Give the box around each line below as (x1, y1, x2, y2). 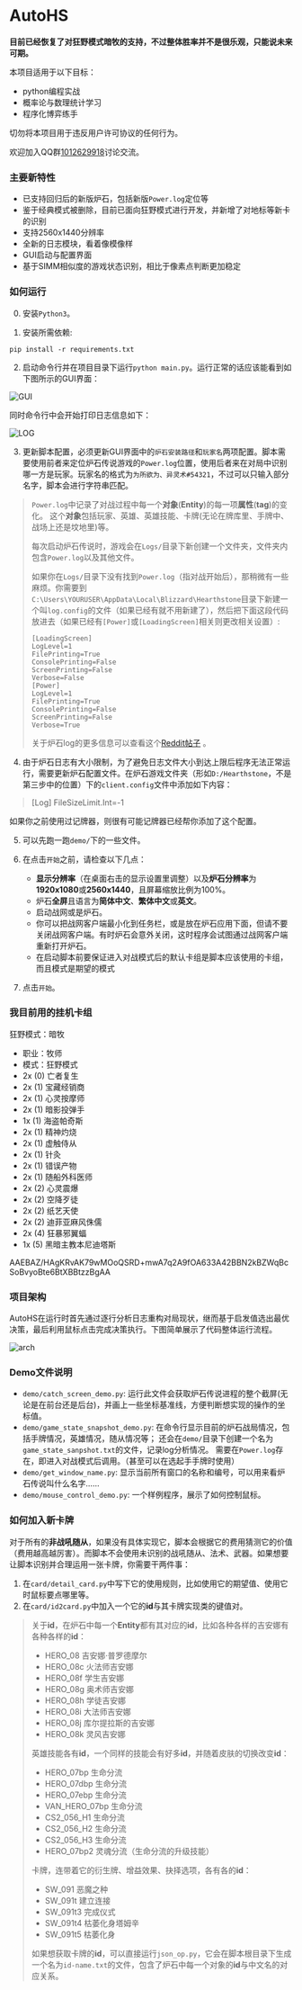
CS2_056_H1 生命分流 (44, 1812, 126, 1823)
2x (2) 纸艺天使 (22, 1205, 79, 1215)
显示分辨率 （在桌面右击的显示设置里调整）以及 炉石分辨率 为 (35, 873, 257, 883)
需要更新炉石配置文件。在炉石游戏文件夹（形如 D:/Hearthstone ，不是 (38, 767, 292, 778)
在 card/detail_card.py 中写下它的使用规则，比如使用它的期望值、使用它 (22, 1578, 289, 1589)
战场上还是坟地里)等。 (31, 521, 114, 532)
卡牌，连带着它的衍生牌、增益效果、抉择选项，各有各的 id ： (31, 1864, 252, 1876)
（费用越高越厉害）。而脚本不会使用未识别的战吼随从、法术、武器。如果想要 (9, 1547, 289, 1558)
